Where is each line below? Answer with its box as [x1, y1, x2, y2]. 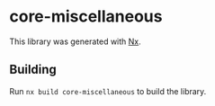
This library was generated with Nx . [9, 36, 141, 47]
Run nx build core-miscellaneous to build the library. [9, 85, 207, 96]
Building [9, 62, 57, 77]
